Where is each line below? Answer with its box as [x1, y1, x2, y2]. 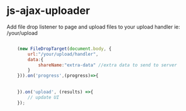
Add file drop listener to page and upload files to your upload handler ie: [6, 23, 180, 30]
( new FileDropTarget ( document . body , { [17, 45, 112, 52]
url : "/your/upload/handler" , [27, 51, 99, 57]
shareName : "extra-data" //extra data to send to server [37, 62, 177, 68]
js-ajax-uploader [6, 4, 90, 17]
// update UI [27, 94, 60, 100]
